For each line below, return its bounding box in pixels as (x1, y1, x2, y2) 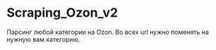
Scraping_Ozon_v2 (6, 5, 118, 21)
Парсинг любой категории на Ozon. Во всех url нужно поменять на (6, 28, 210, 36)
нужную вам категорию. (6, 35, 80, 43)
